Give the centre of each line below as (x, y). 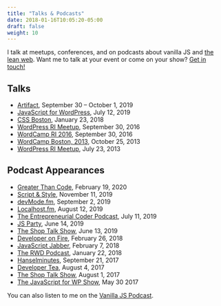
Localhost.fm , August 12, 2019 (60, 209)
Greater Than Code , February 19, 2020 (72, 187)
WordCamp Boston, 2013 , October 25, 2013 (78, 142)
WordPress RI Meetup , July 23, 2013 (69, 149)
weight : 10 (23, 33)
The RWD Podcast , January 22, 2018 (70, 252)
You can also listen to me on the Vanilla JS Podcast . (80, 295)
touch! (16, 67)
